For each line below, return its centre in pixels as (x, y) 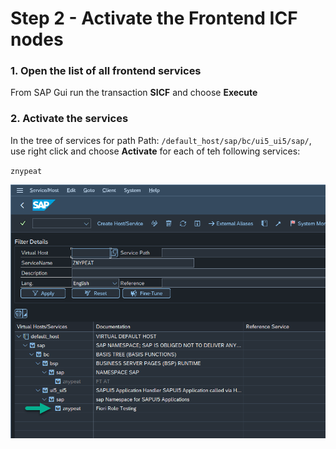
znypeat (26, 171)
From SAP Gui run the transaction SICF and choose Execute (134, 93)
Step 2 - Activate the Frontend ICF (154, 18)
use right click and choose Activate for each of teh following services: (155, 151)
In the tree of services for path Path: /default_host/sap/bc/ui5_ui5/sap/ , (161, 140)
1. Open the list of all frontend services (106, 71)
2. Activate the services (69, 119)
